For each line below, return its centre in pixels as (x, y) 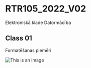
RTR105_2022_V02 (46, 9)
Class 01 (19, 38)
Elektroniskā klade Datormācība (38, 22)
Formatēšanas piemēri (28, 50)
